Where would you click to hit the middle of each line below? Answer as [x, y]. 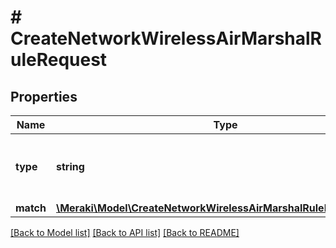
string [70, 166]
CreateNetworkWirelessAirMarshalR [166, 38]
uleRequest [59, 60]
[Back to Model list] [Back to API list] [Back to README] [125, 232]
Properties [44, 96]
